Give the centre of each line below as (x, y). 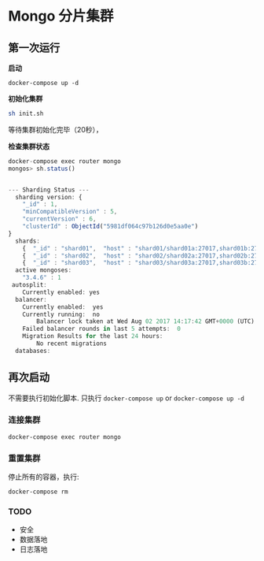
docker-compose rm (38, 492)
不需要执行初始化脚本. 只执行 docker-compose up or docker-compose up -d (126, 398)
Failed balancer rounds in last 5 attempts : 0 (101, 329)
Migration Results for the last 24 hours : (93, 336)
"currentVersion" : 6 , (59, 219)
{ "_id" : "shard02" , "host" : (77, 256)
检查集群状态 (29, 146)
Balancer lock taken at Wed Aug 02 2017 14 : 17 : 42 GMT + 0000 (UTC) (146, 321)
